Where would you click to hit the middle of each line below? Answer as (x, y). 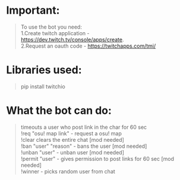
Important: (33, 10)
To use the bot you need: (51, 27)
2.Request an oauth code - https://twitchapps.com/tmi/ (88, 46)
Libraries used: (44, 70)
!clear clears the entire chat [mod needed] (72, 139)
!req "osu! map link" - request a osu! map (71, 133)
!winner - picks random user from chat (68, 171)
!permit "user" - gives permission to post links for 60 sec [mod (97, 159)
